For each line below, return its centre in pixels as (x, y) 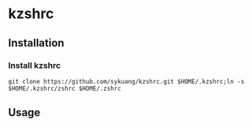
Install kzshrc (35, 65)
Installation (36, 43)
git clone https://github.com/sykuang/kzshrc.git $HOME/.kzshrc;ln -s (126, 81)
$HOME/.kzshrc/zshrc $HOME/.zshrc (65, 88)
